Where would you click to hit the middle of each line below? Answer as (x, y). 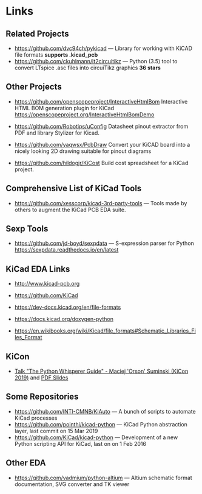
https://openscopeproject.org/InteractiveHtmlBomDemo (84, 115)
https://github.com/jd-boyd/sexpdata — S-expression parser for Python (104, 243)
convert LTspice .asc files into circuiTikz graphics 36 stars (88, 68)
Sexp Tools (27, 229)
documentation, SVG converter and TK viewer (72, 484)
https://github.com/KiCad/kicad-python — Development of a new (96, 437)
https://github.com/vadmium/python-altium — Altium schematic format (103, 478)
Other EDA (26, 463)
